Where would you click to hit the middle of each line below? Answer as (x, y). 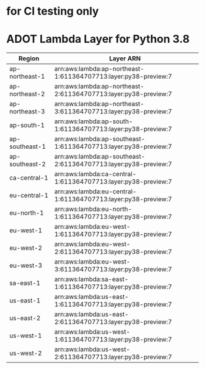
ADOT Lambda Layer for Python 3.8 (98, 39)
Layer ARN (125, 59)
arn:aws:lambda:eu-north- (93, 209)
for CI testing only (53, 11)
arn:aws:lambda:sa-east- (91, 279)
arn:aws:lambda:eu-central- (95, 192)
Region (29, 59)
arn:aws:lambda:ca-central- (95, 174)
